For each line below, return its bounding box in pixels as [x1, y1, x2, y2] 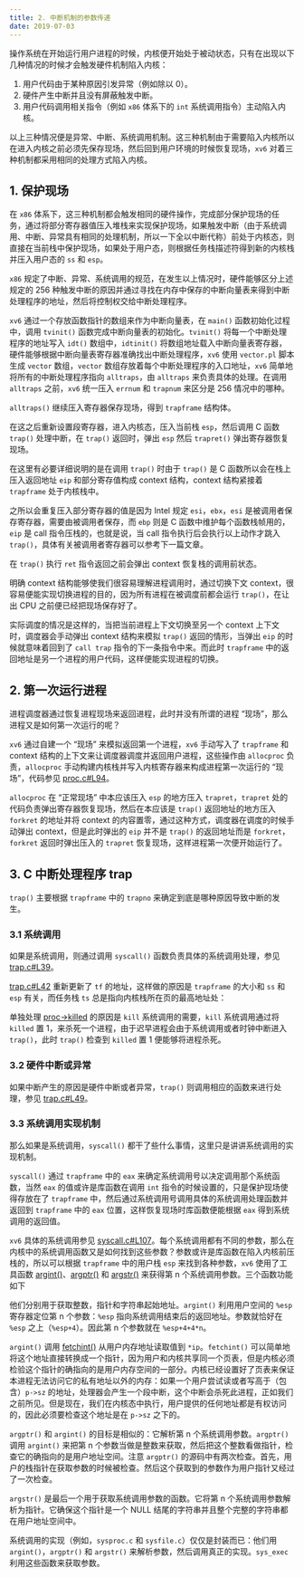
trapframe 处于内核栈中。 [9, 486, 104, 497]
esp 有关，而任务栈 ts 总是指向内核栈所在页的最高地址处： [9, 992, 227, 1003]
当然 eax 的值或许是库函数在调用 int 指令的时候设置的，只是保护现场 [24, 1181, 280, 1192]
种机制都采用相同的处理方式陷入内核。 [9, 154, 152, 165]
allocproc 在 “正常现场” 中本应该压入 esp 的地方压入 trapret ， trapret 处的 [9, 792, 289, 803]
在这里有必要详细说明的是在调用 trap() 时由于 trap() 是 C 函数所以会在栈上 [9, 464, 291, 474]
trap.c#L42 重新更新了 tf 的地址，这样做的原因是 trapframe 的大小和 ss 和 [9, 981, 286, 992]
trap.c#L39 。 [9, 961, 59, 973]
